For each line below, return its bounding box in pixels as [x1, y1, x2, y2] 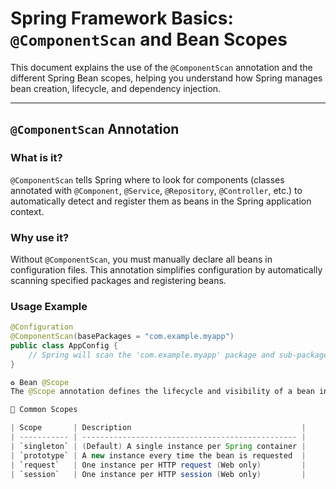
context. [10, 205, 45, 217]
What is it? [10, 151, 63, 165]
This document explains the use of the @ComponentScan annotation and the [10, 61, 313, 73]
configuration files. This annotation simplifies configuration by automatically [10, 263, 323, 276]
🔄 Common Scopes [10, 405, 78, 415]
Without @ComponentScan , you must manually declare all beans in [10, 253, 273, 265]
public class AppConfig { [10, 340, 118, 351]
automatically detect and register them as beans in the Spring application [10, 195, 312, 207]
